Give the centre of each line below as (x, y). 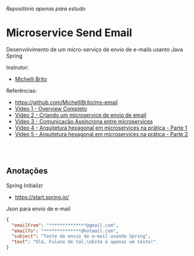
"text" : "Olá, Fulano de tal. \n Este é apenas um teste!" (84, 242)
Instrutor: (17, 67)
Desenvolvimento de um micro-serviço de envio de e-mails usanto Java (95, 49)
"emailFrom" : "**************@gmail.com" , (65, 225)
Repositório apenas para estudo (46, 9)
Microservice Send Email (69, 33)
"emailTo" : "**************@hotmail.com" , (65, 231)
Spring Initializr (25, 185)
